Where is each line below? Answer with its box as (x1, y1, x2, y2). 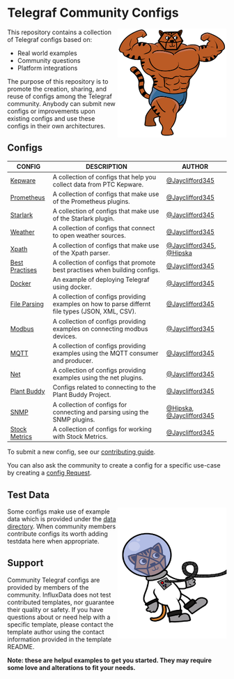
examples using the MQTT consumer (52, 349, 159, 357)
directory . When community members (7, 522, 116, 531)
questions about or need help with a (7, 613, 111, 621)
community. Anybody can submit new (7, 99, 116, 107)
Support (7, 557, 44, 569)
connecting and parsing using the (52, 408, 149, 416)
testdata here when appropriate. (7, 537, 100, 546)
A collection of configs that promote (52, 258, 156, 267)
